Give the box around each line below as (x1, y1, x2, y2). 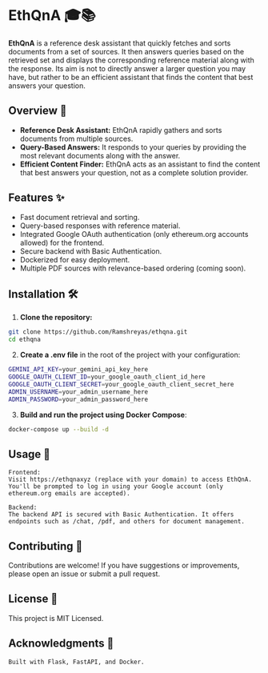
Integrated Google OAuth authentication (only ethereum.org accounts (19, 229, 249, 238)
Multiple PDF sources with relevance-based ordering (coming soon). (19, 263, 246, 273)
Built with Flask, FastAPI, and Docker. (8, 658, 146, 666)
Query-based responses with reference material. (19, 221, 181, 230)
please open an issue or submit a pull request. (8, 569, 161, 579)
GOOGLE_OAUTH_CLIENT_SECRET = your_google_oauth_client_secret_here (8, 380, 234, 388)
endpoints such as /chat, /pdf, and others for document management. (8, 518, 246, 526)
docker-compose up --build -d (8, 425, 110, 433)
